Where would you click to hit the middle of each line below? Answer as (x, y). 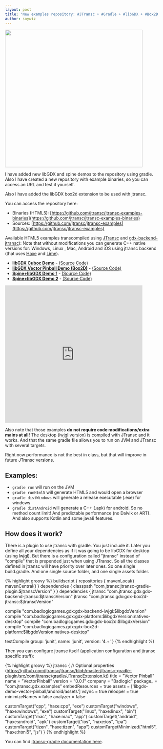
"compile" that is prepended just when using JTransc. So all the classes (77, 561)
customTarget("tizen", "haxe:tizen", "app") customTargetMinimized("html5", (81, 727)
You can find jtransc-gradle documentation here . (54, 741)
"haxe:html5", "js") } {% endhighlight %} (46, 732)
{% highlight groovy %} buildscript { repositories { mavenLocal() (70, 581)
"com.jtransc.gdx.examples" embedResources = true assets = (68, 686)
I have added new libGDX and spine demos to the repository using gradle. (79, 174)
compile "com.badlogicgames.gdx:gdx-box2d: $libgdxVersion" (87, 621)
